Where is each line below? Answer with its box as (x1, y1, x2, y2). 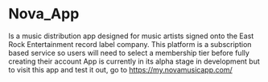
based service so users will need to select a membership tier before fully (8, 48, 249, 57)
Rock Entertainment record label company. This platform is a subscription (8, 39, 252, 49)
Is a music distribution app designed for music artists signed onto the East (8, 31, 254, 41)
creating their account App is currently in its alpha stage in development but (8, 57, 260, 66)
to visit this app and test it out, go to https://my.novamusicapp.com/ (8, 64, 233, 74)
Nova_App (8, 5, 80, 23)
